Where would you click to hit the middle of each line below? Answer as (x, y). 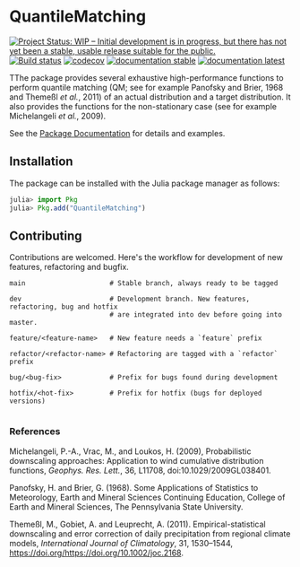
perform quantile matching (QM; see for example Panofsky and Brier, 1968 (146, 87)
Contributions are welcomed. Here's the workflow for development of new (146, 257)
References (35, 432)
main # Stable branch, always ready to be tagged (144, 283)
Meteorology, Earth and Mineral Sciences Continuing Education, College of (147, 497)
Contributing (46, 236)
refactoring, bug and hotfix (64, 307)
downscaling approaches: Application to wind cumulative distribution (137, 460)
